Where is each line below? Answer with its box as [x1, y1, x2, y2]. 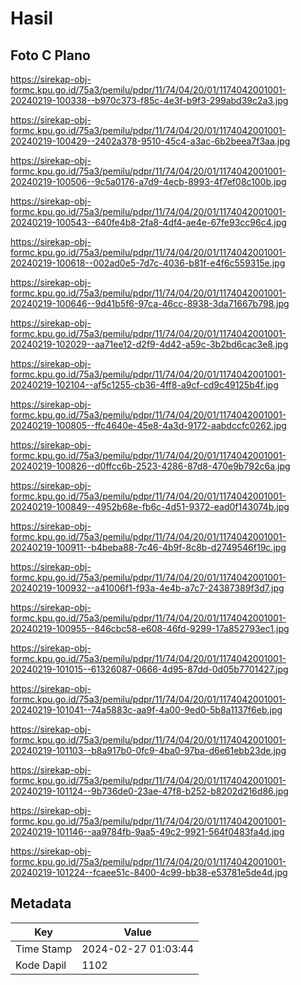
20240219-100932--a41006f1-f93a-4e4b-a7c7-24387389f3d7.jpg [10, 582, 285, 594]
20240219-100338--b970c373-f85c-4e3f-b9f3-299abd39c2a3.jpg [10, 95, 289, 106]
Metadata [10, 895, 72, 912]
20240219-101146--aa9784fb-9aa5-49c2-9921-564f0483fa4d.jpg [10, 826, 285, 837]
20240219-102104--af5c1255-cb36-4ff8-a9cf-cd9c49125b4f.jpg [10, 379, 279, 391]
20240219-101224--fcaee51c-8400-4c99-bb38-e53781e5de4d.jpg [10, 867, 288, 878]
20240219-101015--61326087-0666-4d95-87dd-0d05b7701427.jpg [10, 663, 289, 675]
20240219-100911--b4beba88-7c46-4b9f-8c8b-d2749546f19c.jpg [10, 542, 287, 553]
